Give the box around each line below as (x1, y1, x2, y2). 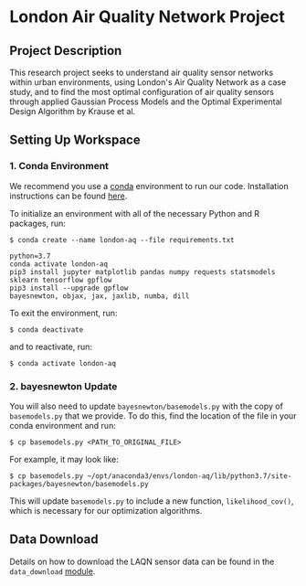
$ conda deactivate (9, 325, 84, 335)
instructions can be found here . (9, 190, 128, 201)
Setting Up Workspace (9, 133, 141, 148)
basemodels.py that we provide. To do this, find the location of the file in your (9, 410, 297, 421)
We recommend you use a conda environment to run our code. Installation (9, 180, 290, 191)
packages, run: (9, 218, 67, 229)
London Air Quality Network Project (9, 6, 286, 27)
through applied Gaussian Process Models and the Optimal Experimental (9, 96, 282, 107)
